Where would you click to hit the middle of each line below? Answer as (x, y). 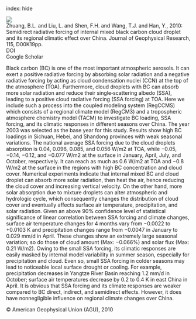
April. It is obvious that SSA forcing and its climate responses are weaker (94, 286)
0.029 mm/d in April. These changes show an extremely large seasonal (92, 236)
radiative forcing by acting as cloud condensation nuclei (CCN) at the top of (97, 80)
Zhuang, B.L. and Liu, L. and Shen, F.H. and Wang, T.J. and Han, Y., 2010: (94, 25)
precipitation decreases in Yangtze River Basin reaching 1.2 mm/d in (88, 273)
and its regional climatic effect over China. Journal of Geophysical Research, (98, 38)
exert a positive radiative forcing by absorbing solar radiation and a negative (98, 74)
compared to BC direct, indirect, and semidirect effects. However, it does (94, 292)
